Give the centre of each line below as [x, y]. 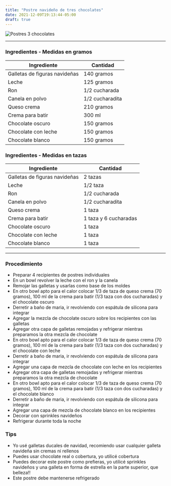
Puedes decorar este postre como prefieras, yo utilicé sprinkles [79, 462]
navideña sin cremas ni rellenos [46, 451]
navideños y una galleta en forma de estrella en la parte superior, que [85, 467]
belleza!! [21, 472]
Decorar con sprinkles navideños [47, 416]
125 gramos [98, 82]
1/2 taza [94, 185]
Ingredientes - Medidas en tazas [46, 155]
